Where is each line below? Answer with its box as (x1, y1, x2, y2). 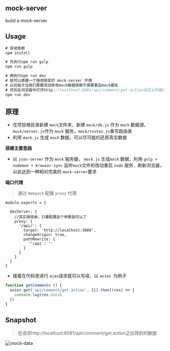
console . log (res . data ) (14, 292, 62, 298)
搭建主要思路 (5, 145, 32, 151)
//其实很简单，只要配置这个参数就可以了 (14, 215, 87, 220)
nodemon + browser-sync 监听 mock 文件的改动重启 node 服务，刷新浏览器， (12, 162, 164, 169)
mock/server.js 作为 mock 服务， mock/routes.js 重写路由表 (12, 128, 133, 134)
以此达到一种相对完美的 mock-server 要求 (12, 169, 97, 175)
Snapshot (5, 316, 36, 325)
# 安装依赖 (5, 46, 25, 51)
